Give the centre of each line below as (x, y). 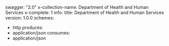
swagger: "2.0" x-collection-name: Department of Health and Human (77, 7)
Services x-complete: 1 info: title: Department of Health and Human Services (84, 12)
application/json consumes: (41, 33)
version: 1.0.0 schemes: (30, 18)
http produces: (28, 27)
